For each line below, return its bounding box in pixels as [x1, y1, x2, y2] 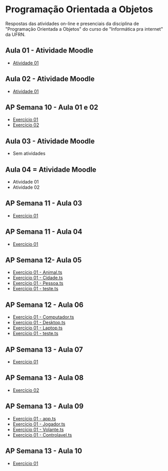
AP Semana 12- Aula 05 [5, 256, 82, 264]
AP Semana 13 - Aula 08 [5, 373, 83, 382]
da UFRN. [5, 31, 26, 37]
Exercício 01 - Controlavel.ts [12, 432, 72, 438]
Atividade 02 [12, 184, 40, 190]
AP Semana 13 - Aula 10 [5, 446, 82, 456]
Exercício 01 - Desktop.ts [12, 320, 66, 326]
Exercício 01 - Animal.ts [12, 270, 62, 276]
